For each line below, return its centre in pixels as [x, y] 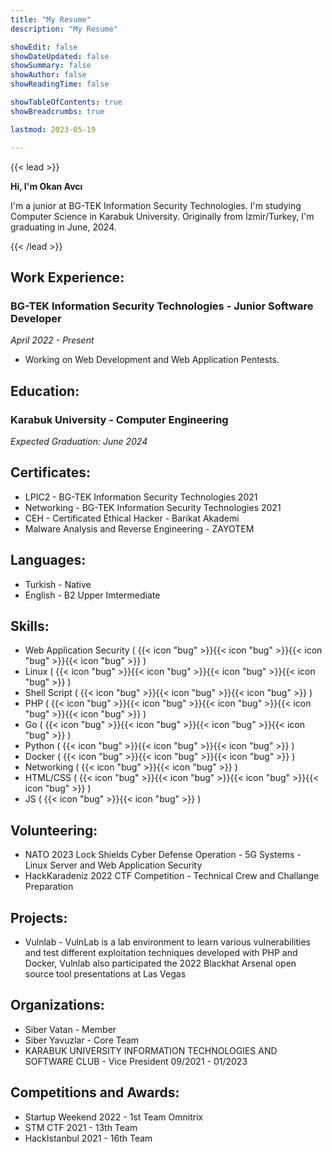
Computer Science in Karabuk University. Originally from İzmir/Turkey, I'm [162, 216]
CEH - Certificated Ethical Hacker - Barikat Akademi [132, 518]
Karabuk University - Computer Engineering [119, 419]
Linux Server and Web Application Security [113, 865]
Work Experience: [67, 277]
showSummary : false [51, 66]
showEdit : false [44, 47]
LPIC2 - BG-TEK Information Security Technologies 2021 [141, 497]
